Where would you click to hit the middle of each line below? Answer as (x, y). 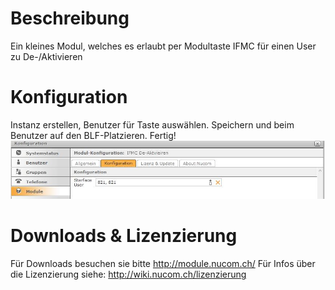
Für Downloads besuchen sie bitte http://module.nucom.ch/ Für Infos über (163, 264)
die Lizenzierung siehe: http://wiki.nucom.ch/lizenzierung (128, 274)
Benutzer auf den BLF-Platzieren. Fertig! (93, 135)
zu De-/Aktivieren (46, 56)
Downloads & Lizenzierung (124, 236)
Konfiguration (69, 97)
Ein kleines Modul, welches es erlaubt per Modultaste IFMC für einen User (163, 46)
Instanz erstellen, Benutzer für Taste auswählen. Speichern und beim (152, 124)
